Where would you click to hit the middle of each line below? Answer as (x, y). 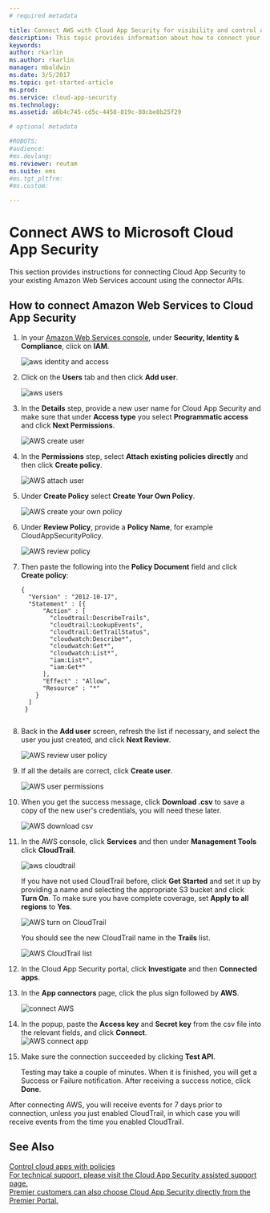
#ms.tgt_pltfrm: (36, 179)
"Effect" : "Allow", (77, 681)
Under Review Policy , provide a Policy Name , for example (117, 527)
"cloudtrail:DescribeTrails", (100, 618)
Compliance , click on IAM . (65, 346)
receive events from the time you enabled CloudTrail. (97, 1122)
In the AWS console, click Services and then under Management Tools (139, 841)
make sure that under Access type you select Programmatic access (134, 416)
